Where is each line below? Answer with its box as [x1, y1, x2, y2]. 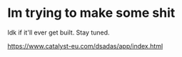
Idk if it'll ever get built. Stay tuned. [7, 28, 110, 37]
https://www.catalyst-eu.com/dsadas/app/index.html [7, 42, 163, 50]
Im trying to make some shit [7, 5, 176, 21]
